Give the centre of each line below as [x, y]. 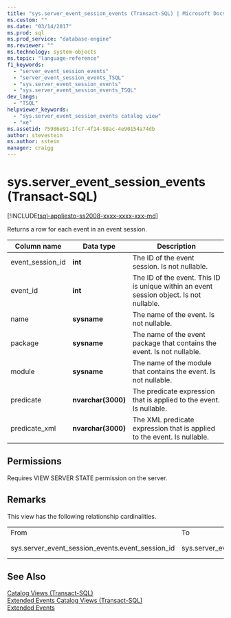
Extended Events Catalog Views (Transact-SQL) [75, 601]
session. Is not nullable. [170, 266]
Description [177, 246]
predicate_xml [33, 428]
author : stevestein [35, 135]
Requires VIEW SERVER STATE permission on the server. [87, 478]
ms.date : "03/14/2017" [40, 26]
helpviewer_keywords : [38, 110]
